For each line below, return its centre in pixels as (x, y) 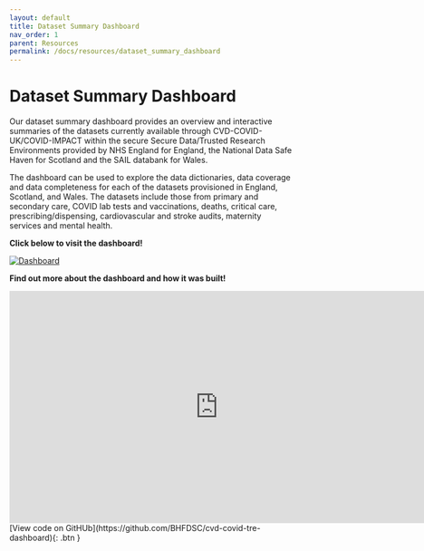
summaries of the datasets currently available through (110, 131)
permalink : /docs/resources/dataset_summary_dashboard (115, 52)
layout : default (40, 18)
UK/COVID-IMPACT (46, 140)
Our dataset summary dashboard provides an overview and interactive (141, 121)
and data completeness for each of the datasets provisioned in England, (144, 188)
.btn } (71, 538)
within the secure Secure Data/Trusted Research (174, 140)
